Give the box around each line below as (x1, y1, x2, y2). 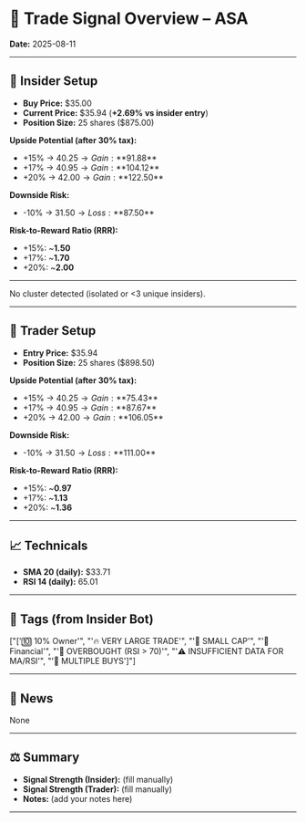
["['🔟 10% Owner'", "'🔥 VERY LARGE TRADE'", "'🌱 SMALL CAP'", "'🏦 (9, 636, 270, 647)
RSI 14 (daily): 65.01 (22, 577, 98, 588)
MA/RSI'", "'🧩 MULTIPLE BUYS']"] (9, 656, 137, 667)
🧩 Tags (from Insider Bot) (9, 611, 154, 627)
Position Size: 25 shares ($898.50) (22, 357, 155, 368)
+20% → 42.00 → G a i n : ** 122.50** (22, 172, 164, 182)
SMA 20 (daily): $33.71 (22, 567, 111, 577)
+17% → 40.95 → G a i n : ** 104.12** (22, 161, 160, 172)
